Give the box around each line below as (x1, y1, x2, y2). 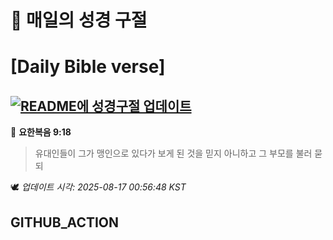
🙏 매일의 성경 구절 (10, 9, 148, 32)
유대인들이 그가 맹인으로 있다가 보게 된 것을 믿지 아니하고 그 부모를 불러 (34, 147, 313, 160)
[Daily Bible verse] (10, 56, 166, 78)
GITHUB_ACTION (10, 214, 120, 231)
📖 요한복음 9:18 (10, 126, 72, 138)
